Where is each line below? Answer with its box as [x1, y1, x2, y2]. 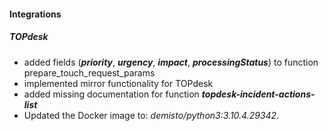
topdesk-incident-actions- [201, 88, 316, 100]
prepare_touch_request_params [23, 66, 156, 79]
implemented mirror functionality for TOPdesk [23, 77, 214, 89]
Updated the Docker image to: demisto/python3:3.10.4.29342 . [23, 109, 280, 121]
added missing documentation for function [23, 88, 200, 100]
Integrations [9, 8, 62, 20]
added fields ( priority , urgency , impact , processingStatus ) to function [23, 56, 319, 68]
